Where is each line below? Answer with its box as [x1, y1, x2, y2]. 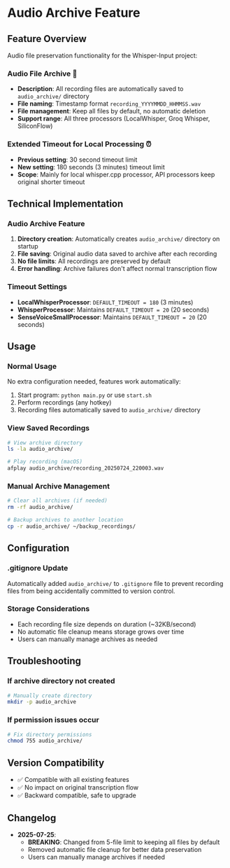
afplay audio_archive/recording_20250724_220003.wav [7, 465, 164, 472]
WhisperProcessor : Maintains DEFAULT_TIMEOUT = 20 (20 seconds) [17, 305, 210, 314]
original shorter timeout [17, 177, 85, 186]
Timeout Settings [7, 282, 68, 292]
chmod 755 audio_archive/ [7, 737, 82, 745]
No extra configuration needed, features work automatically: [7, 377, 181, 386]
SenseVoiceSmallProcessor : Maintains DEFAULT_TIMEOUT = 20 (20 [17, 313, 208, 321]
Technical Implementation [7, 197, 124, 209]
